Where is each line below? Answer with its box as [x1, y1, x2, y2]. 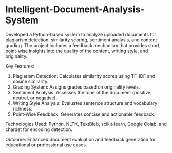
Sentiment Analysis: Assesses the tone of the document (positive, [12, 89, 152, 95]
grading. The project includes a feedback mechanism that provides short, [5, 42, 161, 48]
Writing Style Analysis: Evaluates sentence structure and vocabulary [12, 100, 158, 106]
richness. [12, 105, 33, 112]
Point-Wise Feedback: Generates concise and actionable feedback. [12, 111, 156, 117]
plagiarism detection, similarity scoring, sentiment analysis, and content [5, 37, 157, 43]
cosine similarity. [12, 78, 49, 84]
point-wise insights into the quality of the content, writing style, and [5, 48, 148, 54]
